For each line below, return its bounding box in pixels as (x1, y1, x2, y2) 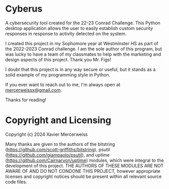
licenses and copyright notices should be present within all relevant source (5, 173, 162, 179)
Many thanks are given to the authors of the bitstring (5, 141, 115, 147)
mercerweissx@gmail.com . (5, 87, 62, 93)
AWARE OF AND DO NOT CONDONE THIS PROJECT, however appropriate (5, 168, 161, 174)
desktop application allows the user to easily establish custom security (5, 25, 153, 31)
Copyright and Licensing (5, 115, 112, 126)
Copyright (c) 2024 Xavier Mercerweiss (5, 131, 88, 137)
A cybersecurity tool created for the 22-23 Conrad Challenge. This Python (5, 20, 161, 26)
